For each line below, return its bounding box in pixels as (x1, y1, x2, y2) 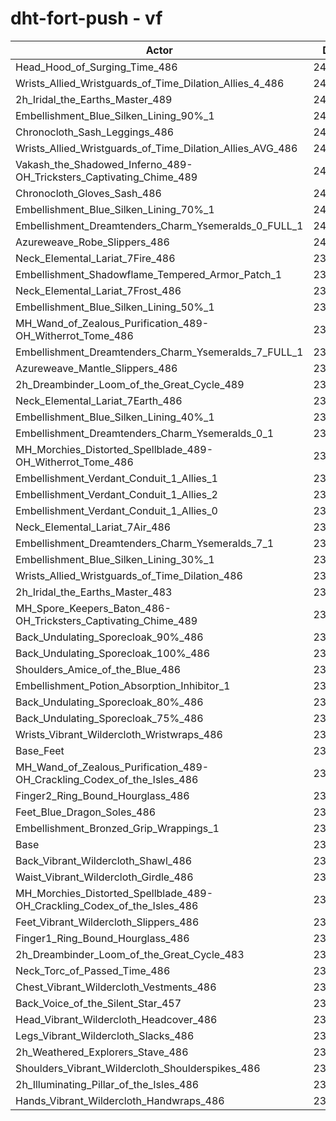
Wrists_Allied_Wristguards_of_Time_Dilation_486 (15, 568, 243, 582)
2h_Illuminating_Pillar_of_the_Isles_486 (15, 1077, 200, 1091)
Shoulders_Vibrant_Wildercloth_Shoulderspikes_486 (15, 1061, 261, 1075)
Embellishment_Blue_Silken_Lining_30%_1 (15, 552, 215, 566)
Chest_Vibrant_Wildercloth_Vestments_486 (15, 980, 217, 994)
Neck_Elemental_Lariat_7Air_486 (15, 520, 172, 534)
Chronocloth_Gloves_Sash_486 (15, 186, 162, 200)
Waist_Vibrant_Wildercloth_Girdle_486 (15, 870, 194, 884)
